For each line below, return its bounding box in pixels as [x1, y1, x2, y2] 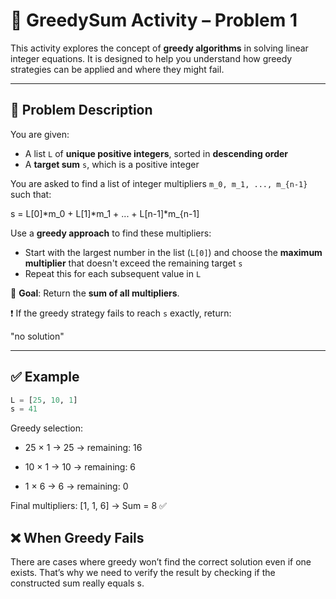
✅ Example [10, 369, 80, 386]
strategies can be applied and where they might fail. [10, 63, 225, 75]
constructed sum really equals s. [10, 577, 145, 589]
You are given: [10, 128, 70, 140]
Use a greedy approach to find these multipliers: [10, 227, 212, 239]
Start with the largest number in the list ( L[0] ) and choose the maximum [24, 246, 323, 258]
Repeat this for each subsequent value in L [24, 267, 202, 279]
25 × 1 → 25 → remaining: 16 [24, 442, 143, 454]
